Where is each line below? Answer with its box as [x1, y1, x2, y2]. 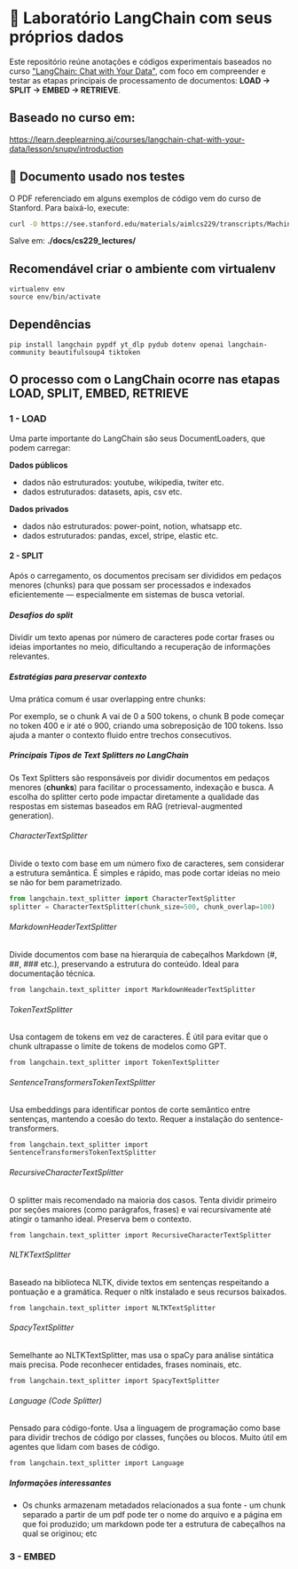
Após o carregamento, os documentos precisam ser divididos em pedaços [9, 570, 282, 580]
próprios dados [9, 27, 124, 47]
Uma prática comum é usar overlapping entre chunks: [9, 693, 207, 704]
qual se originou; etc [21, 1528, 98, 1539]
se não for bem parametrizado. [9, 877, 122, 888]
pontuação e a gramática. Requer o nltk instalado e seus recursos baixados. [9, 1286, 287, 1297]
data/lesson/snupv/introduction [9, 143, 124, 154]
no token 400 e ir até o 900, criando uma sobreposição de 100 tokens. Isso [9, 720, 284, 731]
